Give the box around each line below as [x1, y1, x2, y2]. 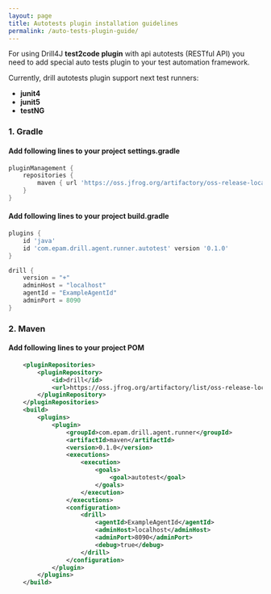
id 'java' [23, 236, 56, 245]
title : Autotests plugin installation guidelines [8, 19, 179, 27]
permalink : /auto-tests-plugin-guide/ [8, 27, 139, 35]
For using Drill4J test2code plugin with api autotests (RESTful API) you [8, 49, 244, 59]
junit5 [19, 98, 40, 107]
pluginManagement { [8, 164, 74, 172]
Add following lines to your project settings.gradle [8, 146, 180, 156]
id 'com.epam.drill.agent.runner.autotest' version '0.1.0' [23, 244, 229, 253]
